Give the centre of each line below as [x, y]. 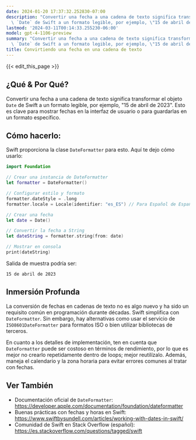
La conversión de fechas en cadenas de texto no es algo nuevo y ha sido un [97, 306]
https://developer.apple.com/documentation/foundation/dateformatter [99, 406]
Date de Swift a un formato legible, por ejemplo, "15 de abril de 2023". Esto [96, 105]
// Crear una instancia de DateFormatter [57, 177]
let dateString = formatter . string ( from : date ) [65, 236]
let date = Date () [28, 220]
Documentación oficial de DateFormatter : [64, 400]
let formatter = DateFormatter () [47, 183]
